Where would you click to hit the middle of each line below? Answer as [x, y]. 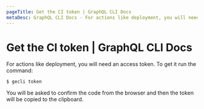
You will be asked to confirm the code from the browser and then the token [100, 93]
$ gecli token [24, 82]
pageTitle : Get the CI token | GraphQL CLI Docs [69, 12]
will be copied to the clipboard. [45, 99]
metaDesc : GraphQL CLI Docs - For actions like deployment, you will [96, 18]
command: [20, 71]
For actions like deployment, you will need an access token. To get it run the [101, 64]
